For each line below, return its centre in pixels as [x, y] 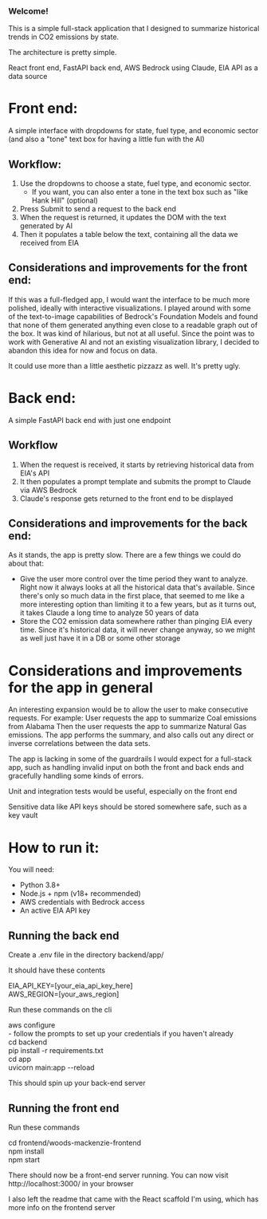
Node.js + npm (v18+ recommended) [80, 894]
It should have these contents [57, 970]
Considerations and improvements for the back [128, 523]
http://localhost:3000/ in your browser [71, 1183]
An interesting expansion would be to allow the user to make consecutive [128, 710]
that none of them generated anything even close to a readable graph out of [133, 325]
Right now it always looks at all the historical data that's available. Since [137, 587]
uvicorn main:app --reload [51, 1067]
